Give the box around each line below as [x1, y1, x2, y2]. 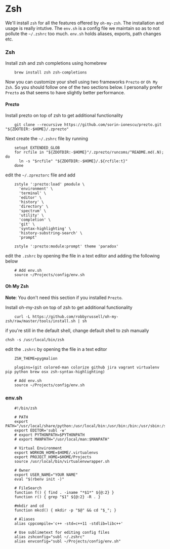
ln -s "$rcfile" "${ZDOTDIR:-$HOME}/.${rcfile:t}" [18, 159, 128, 164]
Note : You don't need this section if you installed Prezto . [5, 295, 123, 301]
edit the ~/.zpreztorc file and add [5, 172, 76, 178]
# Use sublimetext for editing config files [14, 530, 110, 535]
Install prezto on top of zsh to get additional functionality [5, 113, 123, 119]
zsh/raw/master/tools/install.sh [5, 318, 76, 323]
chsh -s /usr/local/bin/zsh [5, 337, 65, 342]
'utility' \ [18, 213, 44, 218]
